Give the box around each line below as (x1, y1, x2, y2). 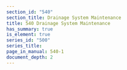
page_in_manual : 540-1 (6, 49, 64, 55)
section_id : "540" (6, 9, 53, 15)
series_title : (6, 43, 43, 49)
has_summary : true (6, 26, 53, 32)
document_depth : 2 (6, 54, 53, 60)
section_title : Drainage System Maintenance (6, 15, 122, 21)
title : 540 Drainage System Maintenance (6, 20, 111, 26)
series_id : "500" (6, 37, 51, 43)
